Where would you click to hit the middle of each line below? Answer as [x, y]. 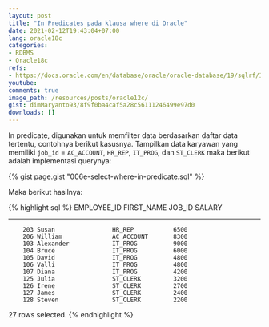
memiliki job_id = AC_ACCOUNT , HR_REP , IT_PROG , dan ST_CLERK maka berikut [129, 152]
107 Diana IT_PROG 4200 [105, 272]
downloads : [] [32, 113]
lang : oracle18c [35, 38]
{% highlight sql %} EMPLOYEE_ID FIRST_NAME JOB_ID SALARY [115, 208]
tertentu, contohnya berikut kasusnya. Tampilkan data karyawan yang [123, 144]
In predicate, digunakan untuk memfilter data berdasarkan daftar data [123, 135]
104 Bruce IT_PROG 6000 [105, 251]
